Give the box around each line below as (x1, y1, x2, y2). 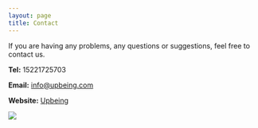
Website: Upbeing (8, 95, 69, 105)
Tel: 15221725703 (8, 64, 66, 74)
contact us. (8, 49, 45, 59)
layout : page (8, 11, 52, 20)
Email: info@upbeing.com (8, 80, 94, 90)
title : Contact (8, 19, 59, 27)
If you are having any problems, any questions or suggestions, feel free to (8, 41, 251, 50)
